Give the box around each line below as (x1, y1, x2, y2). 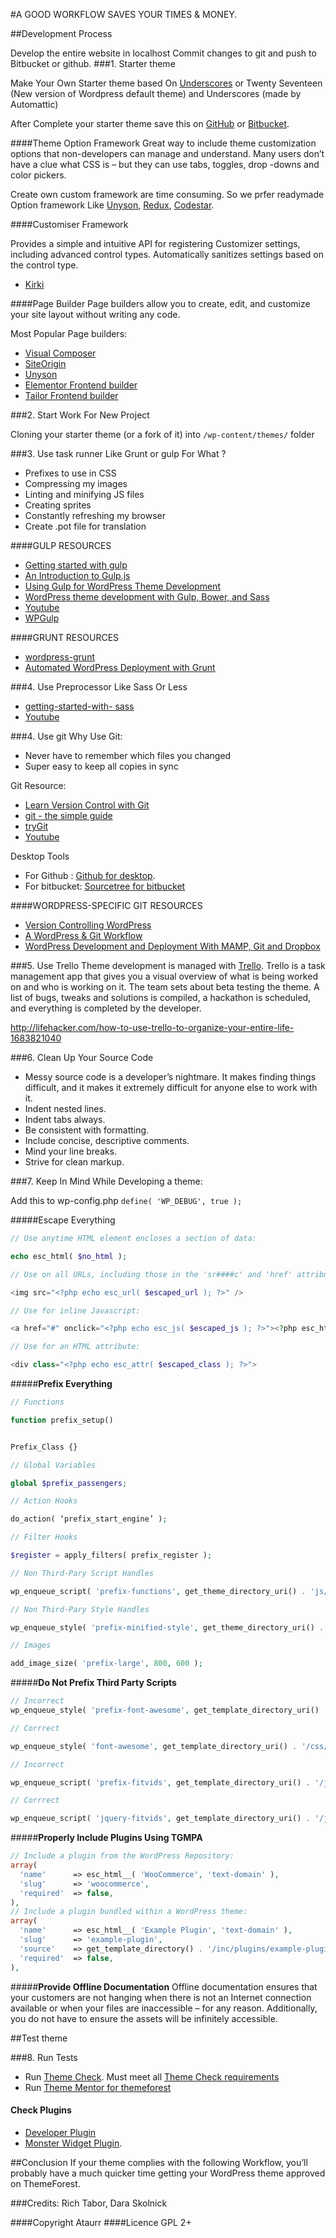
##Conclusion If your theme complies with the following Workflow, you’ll (10, 2156, 308, 2168)
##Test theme (10, 2032, 68, 2044)
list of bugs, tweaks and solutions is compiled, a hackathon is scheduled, (10, 992, 312, 1003)
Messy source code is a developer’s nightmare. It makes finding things (24, 1071, 317, 1083)
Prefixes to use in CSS (24, 467, 117, 479)
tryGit (24, 820, 49, 832)
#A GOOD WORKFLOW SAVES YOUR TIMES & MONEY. (10, 9, 238, 20)
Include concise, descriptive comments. (24, 1135, 190, 1146)
